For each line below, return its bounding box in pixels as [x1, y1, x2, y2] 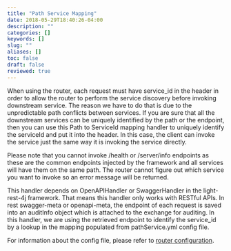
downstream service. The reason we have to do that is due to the [7, 101, 192, 109]
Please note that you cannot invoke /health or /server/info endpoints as [7, 151, 209, 159]
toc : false [7, 55, 39, 62]
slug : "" [7, 42, 32, 49]
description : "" [7, 23, 54, 30]
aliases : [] [7, 49, 41, 56]
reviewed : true [7, 67, 51, 74]
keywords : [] [7, 36, 45, 43]
